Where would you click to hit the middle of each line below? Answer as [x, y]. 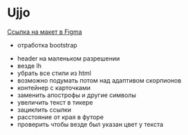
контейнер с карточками [54, 87]
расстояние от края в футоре [60, 117]
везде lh [29, 65]
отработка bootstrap [47, 45]
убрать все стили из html [54, 73]
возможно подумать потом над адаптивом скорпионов [99, 80]
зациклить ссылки [44, 110]
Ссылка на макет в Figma [45, 32]
